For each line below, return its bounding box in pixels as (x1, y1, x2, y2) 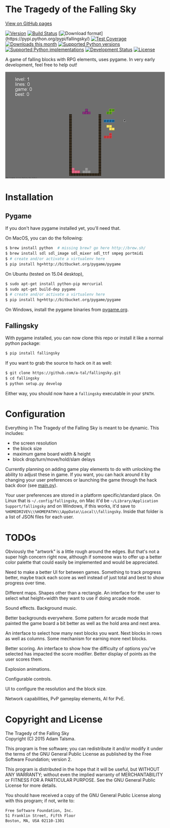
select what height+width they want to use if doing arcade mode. (5, 595, 141, 601)
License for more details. (5, 782, 57, 789)
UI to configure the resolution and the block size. (5, 686, 107, 692)
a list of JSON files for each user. (5, 514, 74, 520)
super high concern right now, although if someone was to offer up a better (5, 554, 162, 560)
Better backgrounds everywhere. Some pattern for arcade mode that (5, 615, 148, 621)
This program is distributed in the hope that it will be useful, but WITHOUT (5, 766, 160, 773)
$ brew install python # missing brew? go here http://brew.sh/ (5, 246, 146, 251)
